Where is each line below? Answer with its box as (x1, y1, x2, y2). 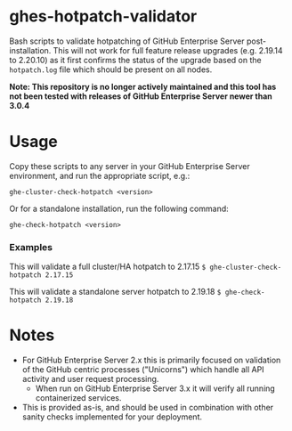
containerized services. (35, 393, 122, 403)
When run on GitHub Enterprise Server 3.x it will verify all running (35, 383, 276, 394)
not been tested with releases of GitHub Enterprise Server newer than (9, 91, 273, 102)
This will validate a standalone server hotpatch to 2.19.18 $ (9, 287, 222, 297)
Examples (9, 240, 53, 253)
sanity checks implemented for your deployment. (21, 411, 203, 422)
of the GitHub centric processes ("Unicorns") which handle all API (21, 364, 264, 375)
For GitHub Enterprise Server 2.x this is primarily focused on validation (21, 354, 281, 366)
